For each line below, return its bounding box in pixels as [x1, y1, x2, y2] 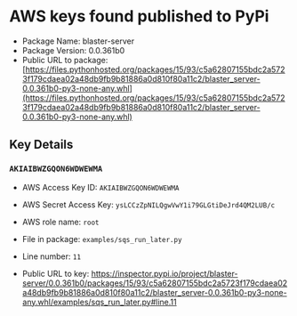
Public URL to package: [21, 54, 108, 65]
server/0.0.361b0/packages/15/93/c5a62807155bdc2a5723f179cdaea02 [21, 278, 288, 288]
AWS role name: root [21, 216, 100, 227]
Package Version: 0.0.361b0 [21, 45, 125, 55]
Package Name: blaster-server [21, 36, 135, 46]
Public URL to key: [21, 268, 90, 279]
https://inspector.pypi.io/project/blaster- [91, 268, 238, 279]
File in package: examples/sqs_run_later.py [21, 233, 182, 244]
